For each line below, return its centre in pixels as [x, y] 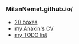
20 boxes [26, 22]
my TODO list [31, 35]
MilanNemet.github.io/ [39, 9]
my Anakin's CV [34, 28]
